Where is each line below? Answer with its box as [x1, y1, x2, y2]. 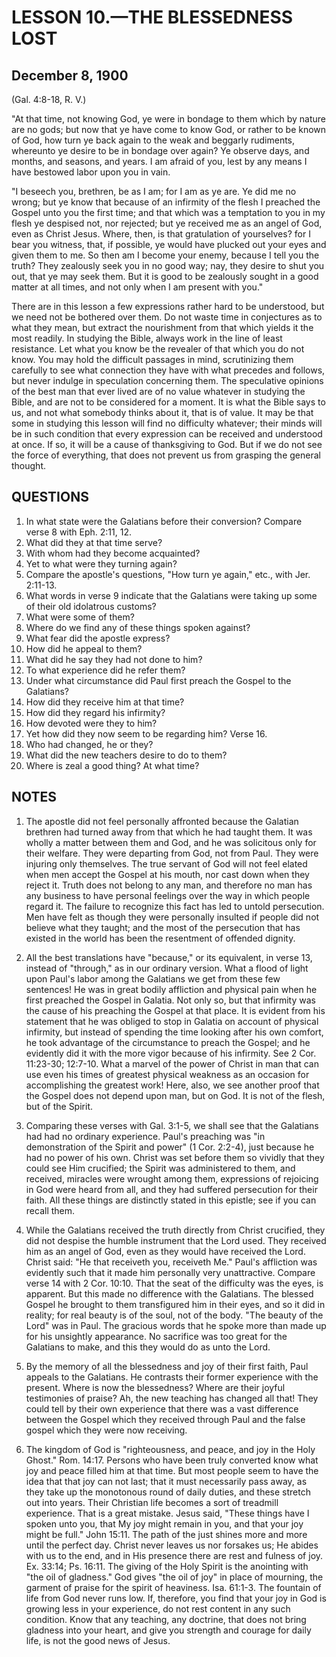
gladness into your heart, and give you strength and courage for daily [25, 1624, 312, 1636]
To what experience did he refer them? [25, 664, 186, 676]
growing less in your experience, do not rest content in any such [25, 1602, 291, 1615]
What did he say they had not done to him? [25, 653, 203, 665]
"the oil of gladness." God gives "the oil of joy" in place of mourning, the [25, 1571, 324, 1583]
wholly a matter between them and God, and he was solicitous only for [25, 836, 317, 848]
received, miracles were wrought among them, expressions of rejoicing [25, 1172, 319, 1185]
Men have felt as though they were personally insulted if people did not [25, 911, 320, 923]
